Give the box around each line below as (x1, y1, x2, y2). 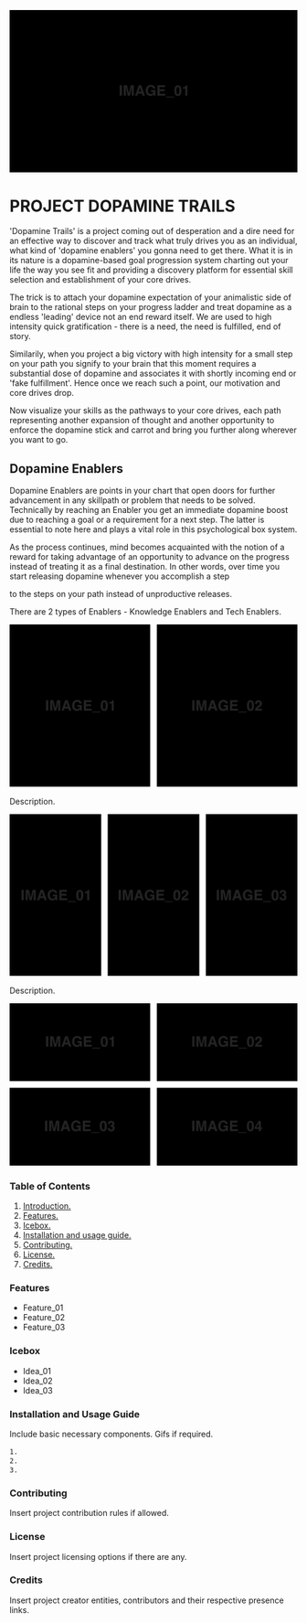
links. (9, 1604, 30, 1615)
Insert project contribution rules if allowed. (9, 1508, 169, 1519)
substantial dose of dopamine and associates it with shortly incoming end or (9, 368, 297, 379)
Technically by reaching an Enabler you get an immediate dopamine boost (9, 505, 289, 516)
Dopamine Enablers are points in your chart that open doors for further (9, 486, 276, 497)
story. (9, 331, 32, 342)
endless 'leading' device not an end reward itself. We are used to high (9, 312, 272, 323)
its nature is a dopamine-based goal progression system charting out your (9, 255, 289, 266)
